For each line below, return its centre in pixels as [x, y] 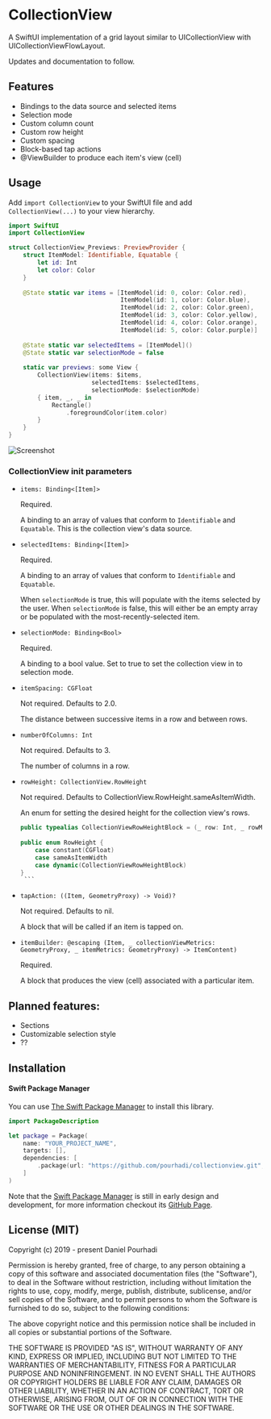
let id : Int [58, 263]
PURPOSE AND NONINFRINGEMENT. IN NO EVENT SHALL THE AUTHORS [132, 1373]
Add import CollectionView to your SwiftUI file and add [100, 202]
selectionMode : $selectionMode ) [146, 390]
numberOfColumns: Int [56, 735]
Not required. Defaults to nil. [67, 911]
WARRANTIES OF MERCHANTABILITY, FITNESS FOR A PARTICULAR [122, 1365]
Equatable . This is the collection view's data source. [106, 529]
